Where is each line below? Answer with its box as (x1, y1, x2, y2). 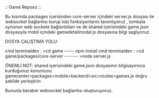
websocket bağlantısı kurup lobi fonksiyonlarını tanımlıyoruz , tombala (5, 19, 145, 24)
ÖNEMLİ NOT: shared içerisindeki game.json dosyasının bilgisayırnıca (5, 63, 145, 68)
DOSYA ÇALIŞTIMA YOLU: (5, 39, 59, 44)
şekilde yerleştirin (5, 78, 41, 84)
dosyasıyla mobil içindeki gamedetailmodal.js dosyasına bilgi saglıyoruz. (5, 29, 151, 35)
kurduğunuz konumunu (5, 68, 52, 74)
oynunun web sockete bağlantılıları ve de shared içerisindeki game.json (5, 24, 149, 30)
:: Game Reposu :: (5, 4, 41, 10)
